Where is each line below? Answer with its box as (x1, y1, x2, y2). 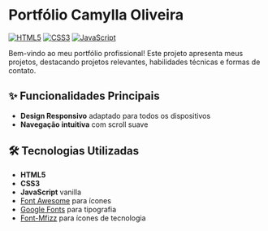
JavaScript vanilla (19, 187, 82, 197)
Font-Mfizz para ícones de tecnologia (19, 213, 146, 223)
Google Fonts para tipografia (19, 204, 116, 214)
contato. (8, 65, 37, 75)
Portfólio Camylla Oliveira (8, 6, 184, 24)
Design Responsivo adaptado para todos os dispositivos (19, 111, 211, 120)
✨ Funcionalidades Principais (8, 89, 160, 103)
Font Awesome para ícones (19, 195, 112, 205)
